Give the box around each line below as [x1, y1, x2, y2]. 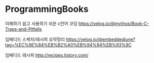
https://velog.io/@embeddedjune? [66, 36, 136, 42]
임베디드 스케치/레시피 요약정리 [5, 36, 65, 42]
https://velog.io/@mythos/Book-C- [78, 20, 149, 26]
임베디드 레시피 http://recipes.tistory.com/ [5, 52, 89, 58]
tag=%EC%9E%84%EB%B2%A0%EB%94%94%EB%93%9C [5, 42, 132, 48]
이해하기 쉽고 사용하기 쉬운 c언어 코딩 [5, 20, 77, 26]
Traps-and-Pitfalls [5, 26, 42, 32]
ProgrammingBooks [5, 3, 89, 15]
